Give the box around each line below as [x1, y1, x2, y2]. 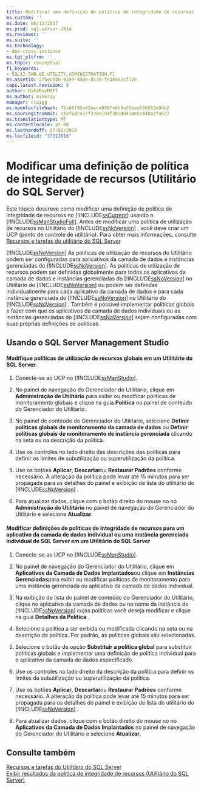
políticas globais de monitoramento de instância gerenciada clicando [15, 430, 192, 438]
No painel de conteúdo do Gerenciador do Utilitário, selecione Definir [15, 417, 189, 425]
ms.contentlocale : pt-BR [6, 122, 69, 128]
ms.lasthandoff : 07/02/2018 [6, 127, 78, 134]
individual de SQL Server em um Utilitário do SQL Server [6, 538, 151, 544]
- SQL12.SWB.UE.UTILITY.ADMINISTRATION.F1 [6, 71, 115, 77]
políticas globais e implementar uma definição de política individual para [15, 649, 196, 657]
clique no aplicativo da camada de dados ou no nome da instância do [15, 600, 189, 608]
